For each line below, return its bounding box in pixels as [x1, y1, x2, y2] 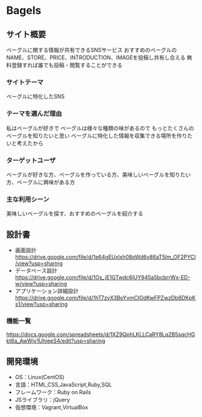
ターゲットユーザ [6, 156, 56, 164]
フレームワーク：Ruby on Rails [14, 389, 92, 396]
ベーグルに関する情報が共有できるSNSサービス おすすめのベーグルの [6, 47, 177, 53]
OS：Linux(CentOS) [14, 373, 65, 381]
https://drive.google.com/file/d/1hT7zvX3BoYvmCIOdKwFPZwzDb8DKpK [14, 294, 196, 301]
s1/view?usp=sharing [14, 300, 68, 308]
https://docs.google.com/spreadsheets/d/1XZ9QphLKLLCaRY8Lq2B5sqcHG [6, 331, 195, 338]
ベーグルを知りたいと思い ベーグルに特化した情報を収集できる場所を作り [6, 132, 188, 139]
